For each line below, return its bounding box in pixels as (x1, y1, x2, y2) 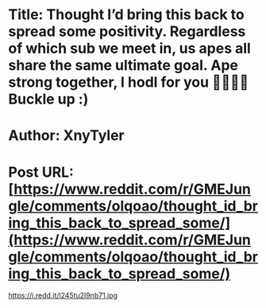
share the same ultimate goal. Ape (8, 57, 238, 75)
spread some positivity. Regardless (8, 22, 246, 41)
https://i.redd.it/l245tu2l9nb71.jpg (8, 290, 118, 300)
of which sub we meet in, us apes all (8, 40, 252, 57)
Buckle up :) (8, 90, 89, 108)
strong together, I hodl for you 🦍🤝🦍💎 (8, 73, 249, 92)
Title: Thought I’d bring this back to (8, 6, 245, 24)
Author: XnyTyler (8, 127, 125, 145)
